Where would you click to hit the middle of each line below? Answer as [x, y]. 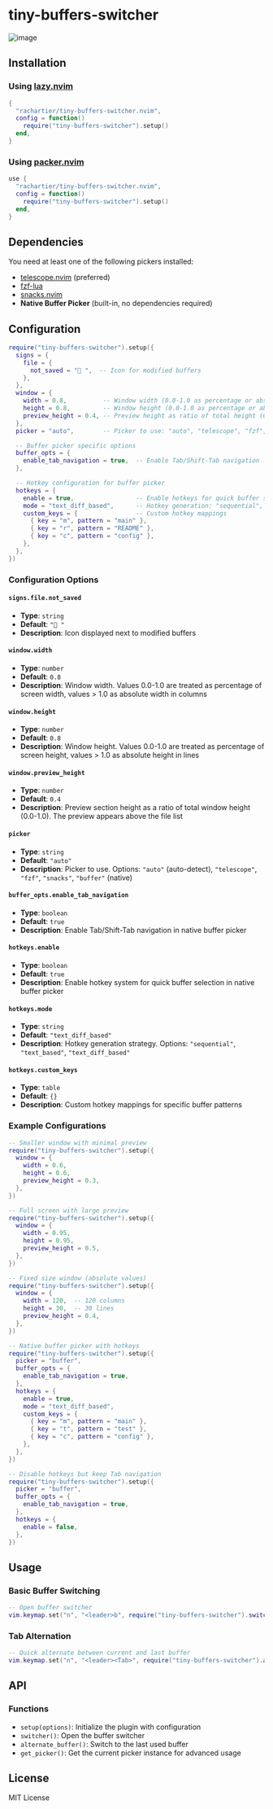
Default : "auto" [46, 860]
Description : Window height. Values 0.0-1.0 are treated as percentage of [142, 747]
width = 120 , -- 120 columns [74, 1301]
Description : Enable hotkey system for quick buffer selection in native [137, 983]
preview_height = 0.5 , [61, 1248]
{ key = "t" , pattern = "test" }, [89, 1429]
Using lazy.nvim [41, 86]
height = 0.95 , [49, 1241]
